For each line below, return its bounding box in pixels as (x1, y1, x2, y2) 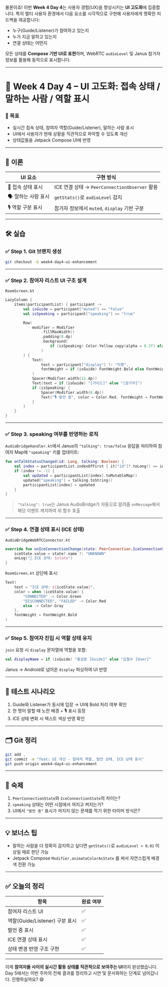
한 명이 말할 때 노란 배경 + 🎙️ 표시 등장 (12, 708, 86, 714)
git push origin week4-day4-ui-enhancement (5, 761, 97, 766)
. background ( (40, 339, 68, 344)
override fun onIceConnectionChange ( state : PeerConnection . (5, 546, 133, 551)
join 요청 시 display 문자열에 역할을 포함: (5, 647, 87, 653)
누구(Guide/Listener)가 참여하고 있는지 (12, 27, 89, 33)
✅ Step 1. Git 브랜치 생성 (5, 248, 61, 255)
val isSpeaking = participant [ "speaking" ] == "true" (23, 311, 135, 316)
